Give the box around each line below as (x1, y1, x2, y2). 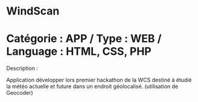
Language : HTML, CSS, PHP (6, 45, 152, 59)
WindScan (6, 4, 60, 18)
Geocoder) (6, 89, 33, 97)
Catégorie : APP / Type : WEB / (6, 32, 162, 46)
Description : (6, 65, 38, 72)
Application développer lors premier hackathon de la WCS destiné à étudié (6, 77, 192, 84)
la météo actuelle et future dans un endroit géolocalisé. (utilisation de (6, 83, 179, 90)
